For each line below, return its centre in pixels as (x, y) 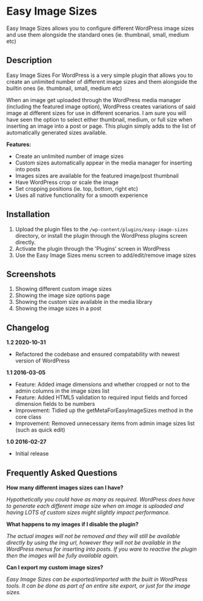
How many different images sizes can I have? (65, 488)
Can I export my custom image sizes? (55, 567)
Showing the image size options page (62, 295)
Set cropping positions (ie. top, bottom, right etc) (77, 188)
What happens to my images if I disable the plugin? (72, 524)
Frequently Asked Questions (62, 473)
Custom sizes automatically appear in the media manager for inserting (104, 163)
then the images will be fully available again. (63, 555)
